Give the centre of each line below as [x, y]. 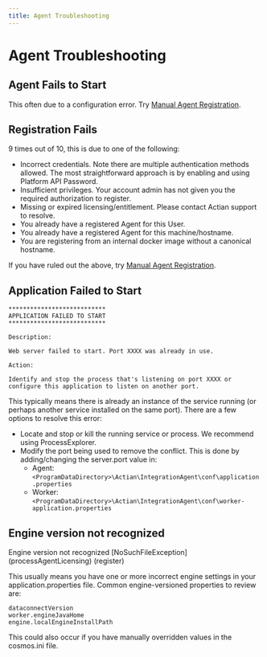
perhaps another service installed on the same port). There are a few [123, 410]
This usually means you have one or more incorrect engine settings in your [132, 577]
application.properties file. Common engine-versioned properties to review [132, 585]
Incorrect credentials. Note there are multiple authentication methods [134, 165]
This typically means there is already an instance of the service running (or [132, 402]
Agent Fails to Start [58, 85]
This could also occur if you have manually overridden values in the [120, 637]
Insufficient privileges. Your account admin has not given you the [127, 190]
